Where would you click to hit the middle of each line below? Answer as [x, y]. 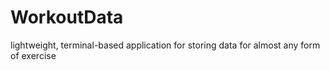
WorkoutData [67, 17]
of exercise [33, 55]
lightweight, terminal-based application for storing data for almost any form [165, 45]
